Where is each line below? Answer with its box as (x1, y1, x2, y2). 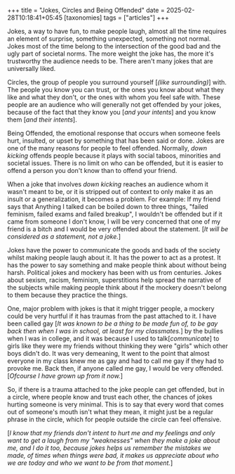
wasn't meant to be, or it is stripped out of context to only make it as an (7, 188, 213, 196)
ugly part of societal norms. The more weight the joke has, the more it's (7, 49, 214, 58)
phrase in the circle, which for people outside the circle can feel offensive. (7, 415, 222, 423)
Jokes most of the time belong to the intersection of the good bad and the (7, 42, 221, 50)
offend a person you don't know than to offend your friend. (7, 167, 177, 174)
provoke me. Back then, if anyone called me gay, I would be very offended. (7, 364, 224, 372)
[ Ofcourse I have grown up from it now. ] (7, 372, 123, 380)
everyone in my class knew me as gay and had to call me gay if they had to (7, 357, 224, 365)
